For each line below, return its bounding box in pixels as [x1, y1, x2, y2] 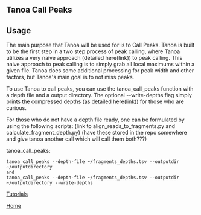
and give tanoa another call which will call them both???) [6, 135, 147, 143]
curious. [6, 104, 27, 112]
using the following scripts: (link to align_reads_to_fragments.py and [6, 123, 176, 130]
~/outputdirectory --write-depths [6, 180, 94, 186]
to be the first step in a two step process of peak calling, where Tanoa [6, 48, 180, 55]
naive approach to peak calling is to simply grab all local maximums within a [6, 60, 195, 68]
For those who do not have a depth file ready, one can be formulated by [6, 116, 185, 123]
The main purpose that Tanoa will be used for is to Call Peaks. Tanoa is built [6, 42, 195, 49]
